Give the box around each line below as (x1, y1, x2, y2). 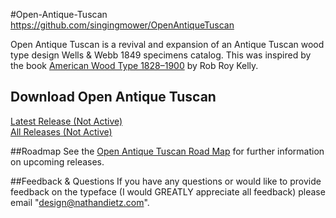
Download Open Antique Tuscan (10, 89, 217, 106)
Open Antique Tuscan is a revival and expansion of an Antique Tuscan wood (10, 39, 325, 50)
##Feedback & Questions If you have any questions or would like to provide (10, 175, 322, 187)
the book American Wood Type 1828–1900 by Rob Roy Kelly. (10, 60, 259, 71)
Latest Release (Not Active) (10, 115, 123, 127)
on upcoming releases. (10, 155, 105, 168)
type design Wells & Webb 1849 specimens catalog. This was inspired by (10, 49, 312, 61)
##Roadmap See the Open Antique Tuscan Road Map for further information (10, 145, 325, 157)
